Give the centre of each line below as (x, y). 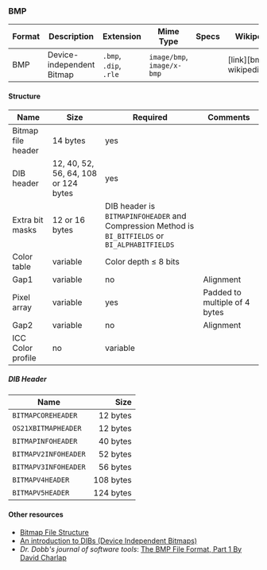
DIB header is (130, 206)
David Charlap (43, 557)
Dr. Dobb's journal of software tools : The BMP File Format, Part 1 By (131, 549)
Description (71, 37)
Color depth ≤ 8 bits (142, 261)
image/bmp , (168, 57)
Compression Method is (149, 225)
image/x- (165, 66)
